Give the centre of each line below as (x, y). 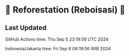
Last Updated (26, 28)
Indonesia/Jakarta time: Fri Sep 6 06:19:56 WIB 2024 (58, 49)
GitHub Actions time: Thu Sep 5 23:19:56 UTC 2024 (57, 39)
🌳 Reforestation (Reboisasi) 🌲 (65, 10)
